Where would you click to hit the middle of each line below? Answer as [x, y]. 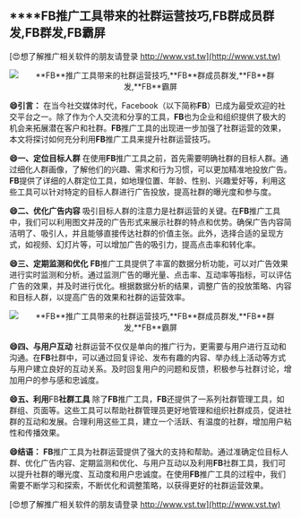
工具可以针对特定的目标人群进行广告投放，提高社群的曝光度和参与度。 [146, 192]
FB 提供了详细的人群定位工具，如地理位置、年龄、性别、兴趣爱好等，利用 [144, 180]
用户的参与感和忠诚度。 [60, 380]
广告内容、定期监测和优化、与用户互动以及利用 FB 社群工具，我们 [159, 462]
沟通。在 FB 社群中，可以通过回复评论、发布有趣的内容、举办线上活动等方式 [148, 358]
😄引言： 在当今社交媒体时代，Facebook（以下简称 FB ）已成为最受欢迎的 [144, 105]
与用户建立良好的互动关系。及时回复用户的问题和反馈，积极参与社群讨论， [146, 368]
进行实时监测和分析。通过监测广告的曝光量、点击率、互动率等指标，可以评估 [150, 274]
